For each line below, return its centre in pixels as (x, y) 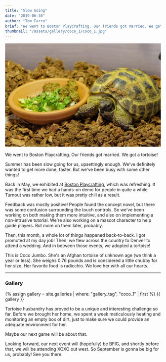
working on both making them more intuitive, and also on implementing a (79, 215)
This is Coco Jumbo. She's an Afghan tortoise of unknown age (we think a (81, 255)
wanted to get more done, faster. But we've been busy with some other (77, 169)
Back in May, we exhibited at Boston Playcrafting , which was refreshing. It (80, 184)
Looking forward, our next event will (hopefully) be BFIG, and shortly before (82, 344)
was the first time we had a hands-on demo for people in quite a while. (77, 189)
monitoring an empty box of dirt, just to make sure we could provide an (77, 319)
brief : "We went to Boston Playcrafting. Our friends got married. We (79, 26)
